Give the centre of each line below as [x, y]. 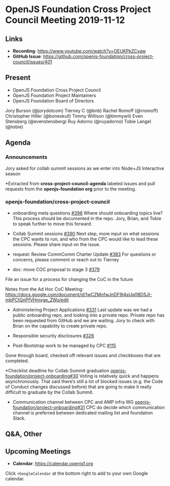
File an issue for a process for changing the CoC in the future [69, 279]
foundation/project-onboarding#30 [42, 376]
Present [18, 78]
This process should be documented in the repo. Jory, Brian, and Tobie [87, 218]
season [13, 173]
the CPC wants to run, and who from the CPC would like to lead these [85, 239]
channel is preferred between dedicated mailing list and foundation [83, 412]
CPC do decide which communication [125, 407]
